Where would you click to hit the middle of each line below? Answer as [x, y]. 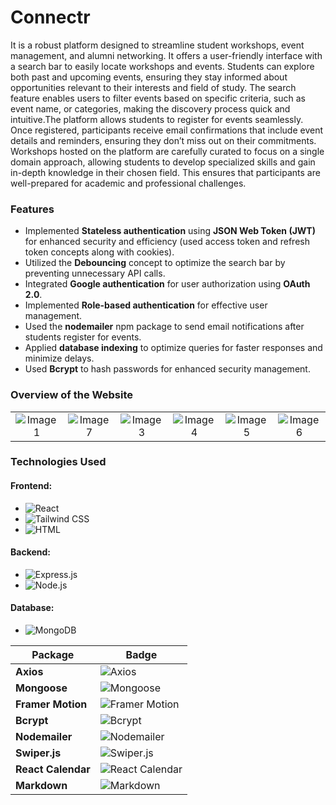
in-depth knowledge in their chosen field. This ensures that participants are [165, 172]
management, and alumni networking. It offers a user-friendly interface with [166, 55]
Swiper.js [38, 753]
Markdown [41, 786]
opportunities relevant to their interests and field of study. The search [153, 87]
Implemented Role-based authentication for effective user [146, 305]
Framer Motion [51, 704]
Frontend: [31, 486]
